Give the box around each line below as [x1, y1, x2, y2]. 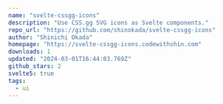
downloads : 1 [8, 48, 51, 56]
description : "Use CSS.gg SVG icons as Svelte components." [8, 19, 210, 27]
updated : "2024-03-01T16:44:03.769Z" [8, 56, 132, 63]
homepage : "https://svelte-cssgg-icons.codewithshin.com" [8, 41, 202, 48]
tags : [8, 77, 26, 84]
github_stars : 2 [8, 63, 61, 70]
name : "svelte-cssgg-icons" [8, 11, 101, 20]
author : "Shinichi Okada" [8, 33, 93, 41]
